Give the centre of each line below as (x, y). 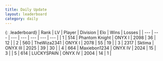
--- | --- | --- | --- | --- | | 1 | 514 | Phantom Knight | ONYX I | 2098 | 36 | (83, 38)
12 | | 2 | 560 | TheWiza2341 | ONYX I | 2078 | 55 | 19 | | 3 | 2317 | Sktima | (80, 43)
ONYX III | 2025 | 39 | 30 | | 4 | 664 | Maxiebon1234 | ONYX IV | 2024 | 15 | (81, 48)
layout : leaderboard (26, 14)
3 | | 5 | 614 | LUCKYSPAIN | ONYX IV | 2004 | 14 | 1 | (58, 53)
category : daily (22, 19)
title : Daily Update (26, 10)
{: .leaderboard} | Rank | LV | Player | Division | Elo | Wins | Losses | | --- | (79, 33)
